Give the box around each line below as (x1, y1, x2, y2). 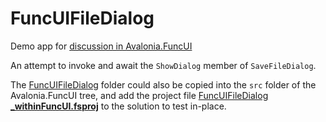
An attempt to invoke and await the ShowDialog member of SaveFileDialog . (10, 59, 317, 71)
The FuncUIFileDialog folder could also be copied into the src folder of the (10, 78, 317, 91)
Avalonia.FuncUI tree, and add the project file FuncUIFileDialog (10, 89, 269, 101)
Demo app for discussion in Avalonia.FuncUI (10, 40, 193, 52)
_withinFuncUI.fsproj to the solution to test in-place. (10, 100, 227, 112)
